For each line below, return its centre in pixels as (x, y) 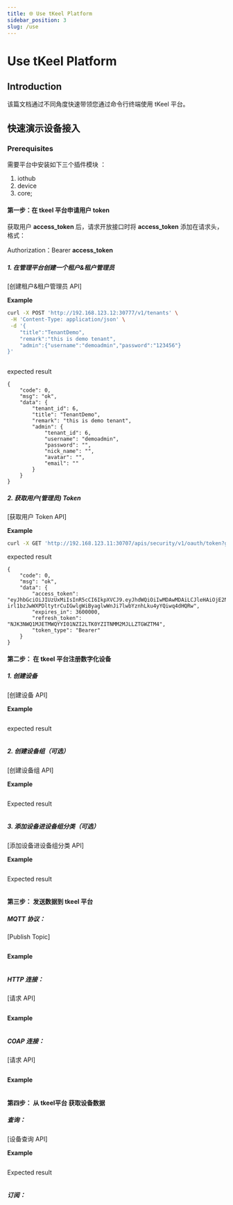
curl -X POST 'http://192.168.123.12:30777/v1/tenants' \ (93, 313)
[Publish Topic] (29, 937)
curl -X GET (24, 543)
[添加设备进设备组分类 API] (46, 845)
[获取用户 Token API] (37, 517)
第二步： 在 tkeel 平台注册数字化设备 (59, 659)
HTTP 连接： (25, 979)
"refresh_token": (57, 619)
